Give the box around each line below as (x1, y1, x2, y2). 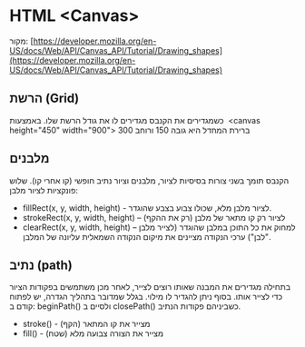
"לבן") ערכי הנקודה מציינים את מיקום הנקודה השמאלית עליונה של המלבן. (22, 231, 271, 242)
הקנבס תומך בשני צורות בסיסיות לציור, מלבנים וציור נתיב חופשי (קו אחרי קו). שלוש (9, 174, 290, 186)
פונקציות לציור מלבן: (9, 184, 79, 195)
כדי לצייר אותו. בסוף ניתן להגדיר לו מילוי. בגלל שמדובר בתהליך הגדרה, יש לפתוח (9, 292, 283, 302)
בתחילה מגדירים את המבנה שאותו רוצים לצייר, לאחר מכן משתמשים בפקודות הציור (9, 282, 291, 292)
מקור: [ (9, 35, 34, 46)
